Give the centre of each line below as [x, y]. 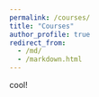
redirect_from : [38, 43]
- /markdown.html [50, 59]
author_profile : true [50, 34]
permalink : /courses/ [50, 18]
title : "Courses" [42, 26]
